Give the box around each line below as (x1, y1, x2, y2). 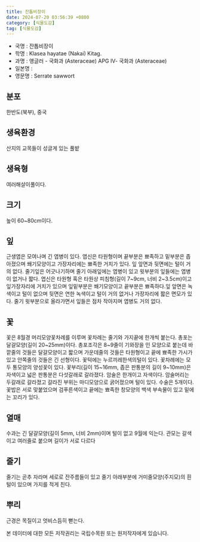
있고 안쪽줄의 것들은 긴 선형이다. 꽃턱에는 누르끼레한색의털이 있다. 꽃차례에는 (6, 356, 185, 364)
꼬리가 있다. (12, 393, 40, 401)
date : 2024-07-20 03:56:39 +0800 (6, 14, 90, 20)
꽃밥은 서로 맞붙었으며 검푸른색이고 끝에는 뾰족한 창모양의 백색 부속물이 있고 (6, 386, 183, 393)
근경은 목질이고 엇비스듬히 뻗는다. (6, 517, 85, 524)
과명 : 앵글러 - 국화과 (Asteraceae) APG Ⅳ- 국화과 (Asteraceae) (14, 57, 167, 64)
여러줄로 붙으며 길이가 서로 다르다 (17, 437, 96, 444)
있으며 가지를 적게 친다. (17, 481, 72, 488)
